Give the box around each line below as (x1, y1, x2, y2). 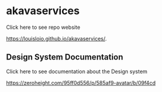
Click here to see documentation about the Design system (6, 68, 148, 75)
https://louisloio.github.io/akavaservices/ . (6, 35, 107, 42)
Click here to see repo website (6, 24, 81, 31)
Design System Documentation (6, 52, 124, 63)
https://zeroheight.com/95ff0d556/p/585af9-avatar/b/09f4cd (6, 79, 155, 86)
